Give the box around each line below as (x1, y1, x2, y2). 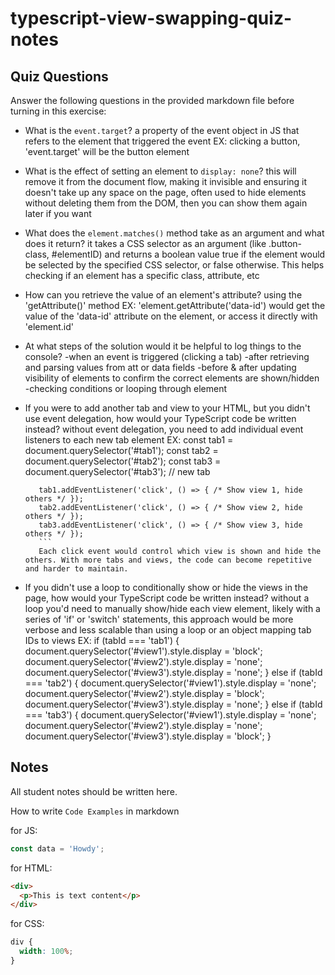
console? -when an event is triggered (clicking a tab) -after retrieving (24, 351, 310, 362)
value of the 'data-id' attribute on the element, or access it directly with (24, 310, 318, 322)
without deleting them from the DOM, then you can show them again (24, 197, 308, 209)
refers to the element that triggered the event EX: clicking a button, (24, 135, 301, 147)
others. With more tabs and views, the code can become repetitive (24, 555, 312, 565)
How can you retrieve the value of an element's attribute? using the (24, 289, 303, 301)
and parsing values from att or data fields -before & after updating (24, 362, 297, 373)
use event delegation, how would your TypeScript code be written (24, 413, 297, 424)
